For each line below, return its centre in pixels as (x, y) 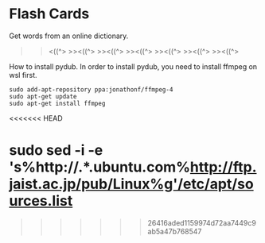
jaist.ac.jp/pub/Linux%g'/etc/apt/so (131, 184)
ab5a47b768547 (175, 231)
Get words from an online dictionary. (69, 36)
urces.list (41, 201)
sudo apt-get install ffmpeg (57, 103)
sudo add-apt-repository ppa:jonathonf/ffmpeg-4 (91, 89)
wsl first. (23, 75)
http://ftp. (223, 167)
